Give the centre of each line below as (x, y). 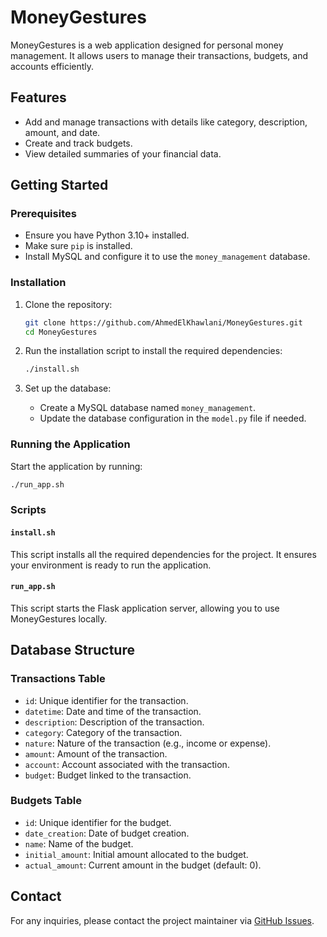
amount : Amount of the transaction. (96, 753)
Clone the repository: (68, 304)
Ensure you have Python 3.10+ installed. (107, 235)
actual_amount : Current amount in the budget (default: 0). (143, 865)
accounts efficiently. (52, 66)
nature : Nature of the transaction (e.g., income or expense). (148, 743)
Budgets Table (46, 801)
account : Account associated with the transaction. (127, 764)
